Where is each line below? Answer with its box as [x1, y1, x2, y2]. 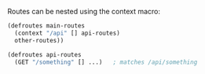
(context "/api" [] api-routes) [14, 29, 121, 37]
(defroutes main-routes [7, 22, 86, 30]
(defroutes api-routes [7, 50, 82, 58]
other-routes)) [14, 36, 64, 44]
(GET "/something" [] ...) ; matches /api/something [14, 58, 198, 66]
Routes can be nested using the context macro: [7, 7, 161, 16]
